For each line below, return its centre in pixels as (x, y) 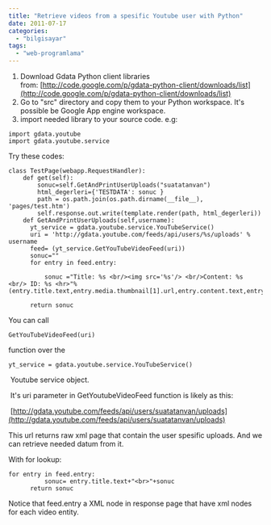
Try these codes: (36, 156)
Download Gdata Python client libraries (85, 76)
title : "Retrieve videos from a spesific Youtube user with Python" (126, 16)
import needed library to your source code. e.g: (99, 119)
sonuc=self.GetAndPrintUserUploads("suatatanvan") (124, 185)
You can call (29, 320)
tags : (17, 46)
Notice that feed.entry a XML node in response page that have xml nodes (130, 503)
